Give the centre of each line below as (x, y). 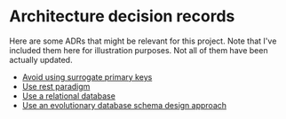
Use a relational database (68, 96)
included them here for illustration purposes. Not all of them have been (139, 50)
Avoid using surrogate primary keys (87, 76)
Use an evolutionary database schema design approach (124, 105)
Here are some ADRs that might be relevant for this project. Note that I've (143, 41)
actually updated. (41, 59)
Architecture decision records (122, 16)
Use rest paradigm (56, 86)
